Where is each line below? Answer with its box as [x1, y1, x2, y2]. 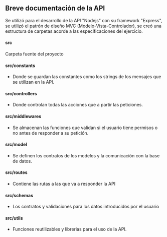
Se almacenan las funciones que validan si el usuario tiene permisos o [12, 125, 158, 131]
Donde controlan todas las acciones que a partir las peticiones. [12, 102, 143, 108]
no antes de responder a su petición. [12, 130, 89, 136]
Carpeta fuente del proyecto [5, 51, 64, 57]
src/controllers [5, 90, 37, 96]
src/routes [5, 169, 28, 175]
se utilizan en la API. [12, 79, 55, 85]
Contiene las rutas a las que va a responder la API [12, 181, 116, 187]
